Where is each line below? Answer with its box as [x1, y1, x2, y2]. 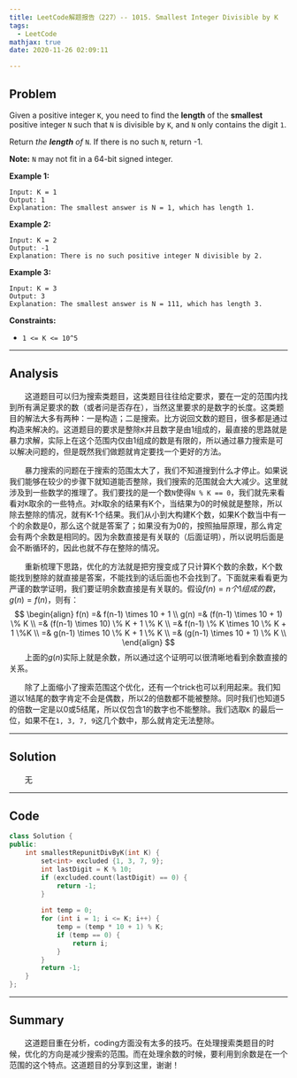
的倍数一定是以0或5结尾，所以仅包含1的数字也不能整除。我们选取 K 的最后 [9, 704, 276, 714]
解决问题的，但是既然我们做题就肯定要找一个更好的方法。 [16, 446, 226, 457]
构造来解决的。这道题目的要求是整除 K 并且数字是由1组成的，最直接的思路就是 [9, 424, 287, 435]
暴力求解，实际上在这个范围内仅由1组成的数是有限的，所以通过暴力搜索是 [9, 435, 276, 445]
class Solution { [9, 832, 73, 841]
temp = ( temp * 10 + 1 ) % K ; [56, 922, 164, 931]
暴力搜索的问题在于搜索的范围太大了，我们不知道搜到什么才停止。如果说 [25, 465, 288, 475]
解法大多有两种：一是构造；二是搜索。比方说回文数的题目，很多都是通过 [24, 412, 288, 423]
